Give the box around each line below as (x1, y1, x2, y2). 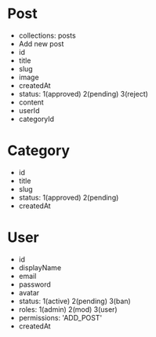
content (18, 97, 44, 107)
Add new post (18, 38, 64, 48)
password (18, 280, 52, 289)
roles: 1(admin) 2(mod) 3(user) (18, 304, 118, 314)
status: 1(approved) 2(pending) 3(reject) (18, 89, 148, 98)
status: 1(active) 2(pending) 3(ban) (18, 296, 131, 306)
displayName (18, 262, 62, 272)
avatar (18, 288, 40, 297)
